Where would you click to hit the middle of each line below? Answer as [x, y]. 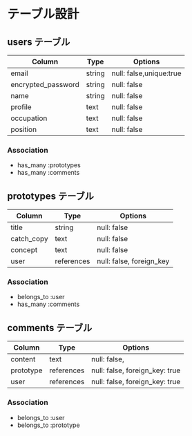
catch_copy [29, 239]
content [23, 359]
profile [21, 107]
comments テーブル [50, 328]
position [23, 130]
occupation [29, 118]
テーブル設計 [43, 14]
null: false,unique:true [146, 73]
